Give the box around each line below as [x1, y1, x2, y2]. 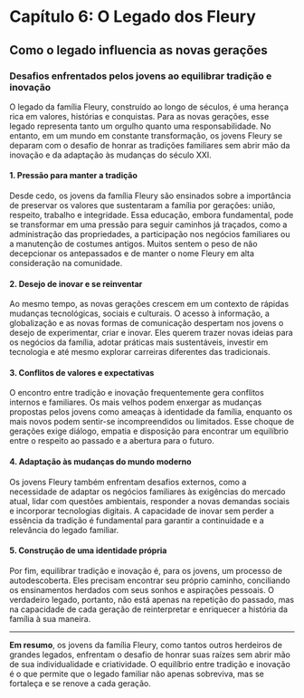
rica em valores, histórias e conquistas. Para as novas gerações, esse [9, 110, 270, 121]
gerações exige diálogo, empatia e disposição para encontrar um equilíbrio [9, 425, 290, 436]
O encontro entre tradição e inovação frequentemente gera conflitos [9, 387, 264, 398]
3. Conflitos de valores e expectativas [9, 367, 155, 378]
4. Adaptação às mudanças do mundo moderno [9, 456, 192, 467]
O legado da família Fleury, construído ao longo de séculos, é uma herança [9, 101, 290, 112]
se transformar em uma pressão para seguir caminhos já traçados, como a [9, 219, 288, 230]
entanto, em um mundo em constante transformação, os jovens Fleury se [9, 129, 283, 141]
